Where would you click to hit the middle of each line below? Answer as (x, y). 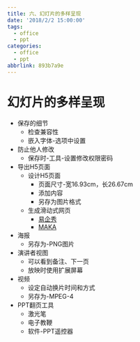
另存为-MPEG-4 (50, 296)
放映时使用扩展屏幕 (55, 270)
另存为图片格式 (60, 201)
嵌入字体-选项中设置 (57, 140)
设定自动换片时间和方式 (61, 288)
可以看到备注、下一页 (58, 261)
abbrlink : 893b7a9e (36, 66)
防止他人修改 (36, 149)
